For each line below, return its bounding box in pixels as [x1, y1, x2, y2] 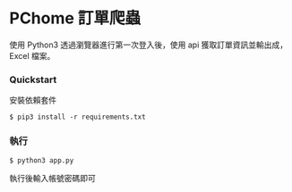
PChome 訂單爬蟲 [9, 8, 142, 29]
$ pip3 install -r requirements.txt [9, 113, 146, 121]
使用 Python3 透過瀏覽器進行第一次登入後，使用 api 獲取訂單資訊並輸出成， [9, 39, 288, 50]
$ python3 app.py [9, 155, 74, 165]
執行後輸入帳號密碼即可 [9, 172, 96, 183]
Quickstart [9, 73, 57, 86]
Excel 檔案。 [9, 50, 56, 61]
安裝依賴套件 [9, 95, 56, 105]
